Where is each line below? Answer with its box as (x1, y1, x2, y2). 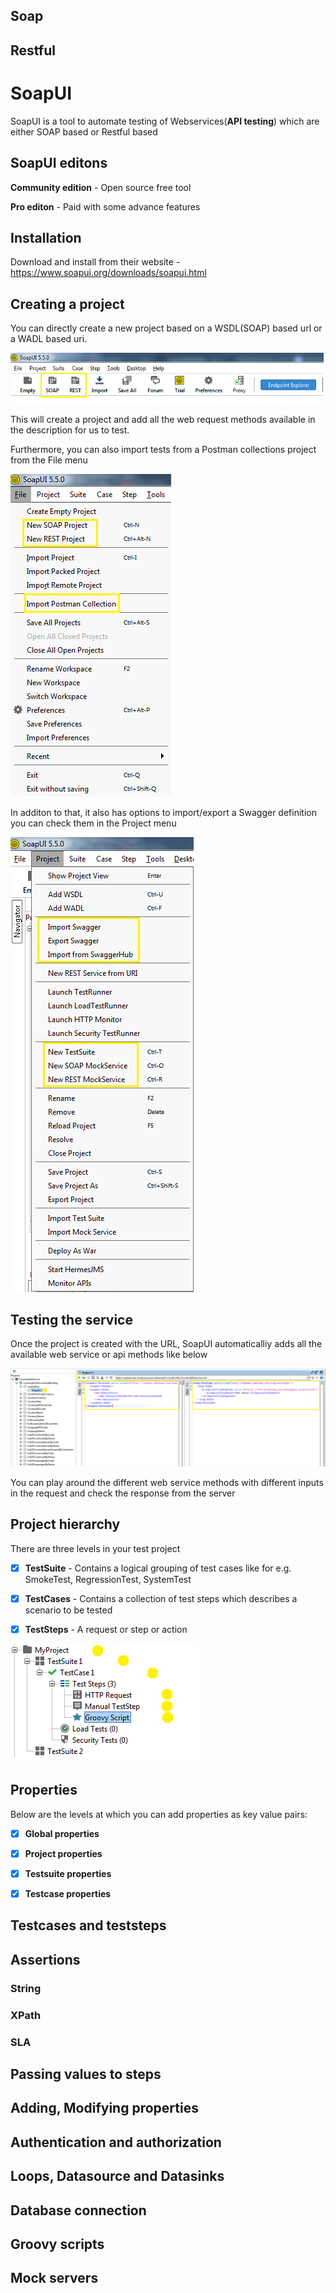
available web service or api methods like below (10, 1349, 208, 1361)
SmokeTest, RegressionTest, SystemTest (24, 1573, 192, 1585)
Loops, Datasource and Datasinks (10, 2168, 225, 2185)
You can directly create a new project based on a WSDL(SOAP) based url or (10, 322, 323, 334)
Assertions (10, 1951, 81, 1968)
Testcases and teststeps (10, 1917, 167, 1934)
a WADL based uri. (10, 333, 88, 345)
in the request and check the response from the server (10, 1487, 236, 1499)
